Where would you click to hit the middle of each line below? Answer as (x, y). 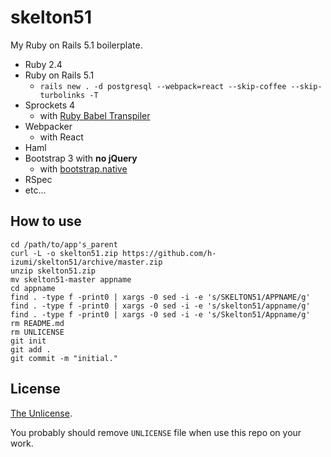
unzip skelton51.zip (53, 271)
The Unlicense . (41, 413)
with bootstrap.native (83, 168)
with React (61, 137)
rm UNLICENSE (37, 332)
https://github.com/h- (169, 253)
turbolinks (62, 95)
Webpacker (48, 126)
